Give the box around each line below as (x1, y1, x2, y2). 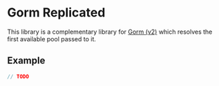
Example (7, 55, 46, 67)
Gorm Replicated (7, 5, 106, 21)
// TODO (7, 73, 30, 80)
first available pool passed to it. (7, 34, 97, 43)
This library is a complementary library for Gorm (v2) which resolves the (7, 28, 213, 36)
